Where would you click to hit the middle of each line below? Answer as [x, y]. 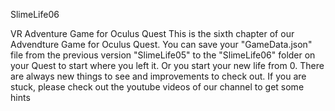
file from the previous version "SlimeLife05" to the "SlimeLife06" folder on [163, 55]
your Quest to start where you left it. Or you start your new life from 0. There [167, 65]
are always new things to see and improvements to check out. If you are [158, 76]
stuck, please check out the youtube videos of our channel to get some [157, 87]
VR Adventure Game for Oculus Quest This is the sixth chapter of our [152, 33]
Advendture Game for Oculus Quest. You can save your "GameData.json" [161, 44]
